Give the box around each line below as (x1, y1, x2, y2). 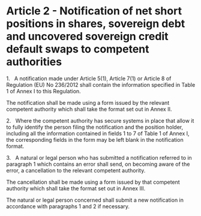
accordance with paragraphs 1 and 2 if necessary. (6, 202, 130, 210)
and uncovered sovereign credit (6, 30, 169, 43)
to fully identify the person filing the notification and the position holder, (6, 123, 184, 130)
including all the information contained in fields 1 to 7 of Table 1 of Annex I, (6, 130, 190, 137)
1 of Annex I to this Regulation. (6, 87, 81, 95)
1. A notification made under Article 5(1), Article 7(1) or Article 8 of (6, 75, 172, 82)
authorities (6, 55, 62, 69)
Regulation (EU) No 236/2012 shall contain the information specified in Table (6, 81, 196, 88)
